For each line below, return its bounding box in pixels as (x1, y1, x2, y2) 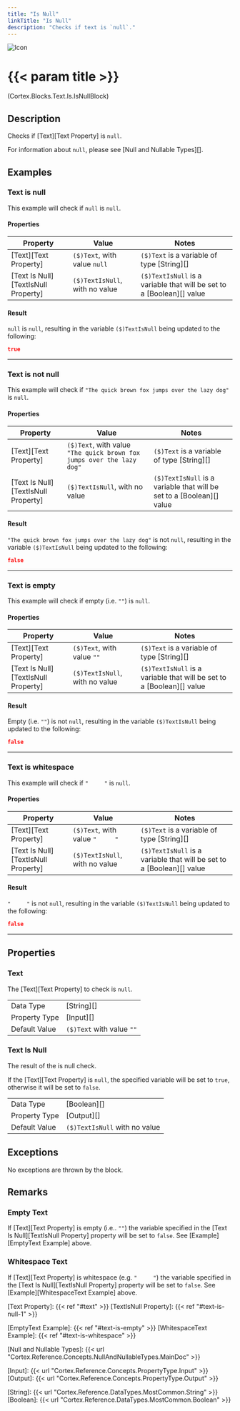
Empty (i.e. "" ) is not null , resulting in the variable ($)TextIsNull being (7, 717, 216, 725)
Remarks (7, 1186, 49, 1198)
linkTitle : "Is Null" (7, 17, 72, 24)
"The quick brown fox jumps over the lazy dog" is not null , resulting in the (7, 535, 231, 543)
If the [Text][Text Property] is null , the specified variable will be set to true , (7, 1075, 230, 1084)
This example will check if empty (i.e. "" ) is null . (7, 596, 150, 605)
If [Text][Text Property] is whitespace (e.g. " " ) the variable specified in (7, 1272, 231, 1282)
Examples (7, 166, 52, 179)
